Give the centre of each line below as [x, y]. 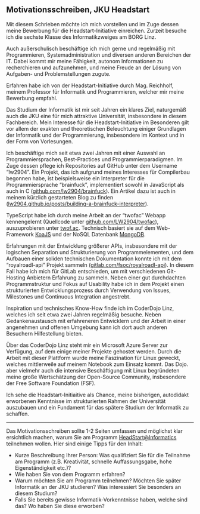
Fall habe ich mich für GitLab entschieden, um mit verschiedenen [86, 271]
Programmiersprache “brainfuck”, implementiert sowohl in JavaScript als [95, 184]
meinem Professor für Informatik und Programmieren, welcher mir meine [95, 91]
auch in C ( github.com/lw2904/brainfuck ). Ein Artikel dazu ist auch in [91, 191]
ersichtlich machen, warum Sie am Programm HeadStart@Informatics [91, 437]
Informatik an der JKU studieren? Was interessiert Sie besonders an [98, 487]
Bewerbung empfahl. [32, 98]
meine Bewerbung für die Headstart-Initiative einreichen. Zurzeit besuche [96, 30]
